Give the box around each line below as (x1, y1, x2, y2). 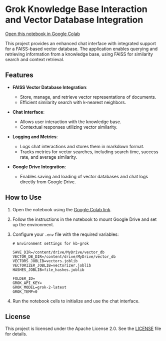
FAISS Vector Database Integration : (12, 84, 87, 90)
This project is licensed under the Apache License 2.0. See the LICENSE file (5, 325, 161, 331)
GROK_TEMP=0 (12, 289, 37, 294)
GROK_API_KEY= (12, 280, 42, 285)
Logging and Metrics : (12, 134, 58, 140)
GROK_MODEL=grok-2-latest (12, 284, 66, 290)
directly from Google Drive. (19, 179, 76, 185)
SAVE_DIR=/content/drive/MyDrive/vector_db (12, 249, 105, 255)
